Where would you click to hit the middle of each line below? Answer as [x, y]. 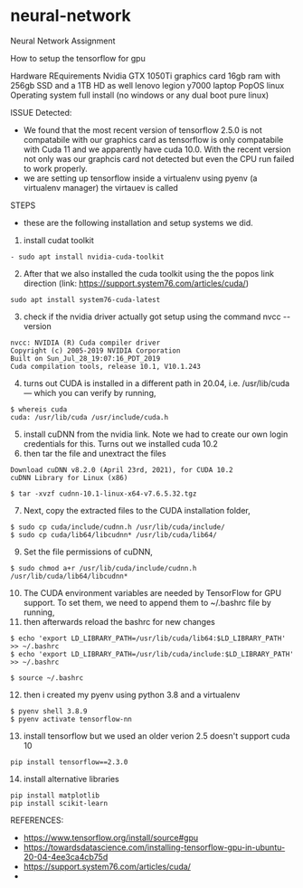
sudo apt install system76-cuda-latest [85, 299]
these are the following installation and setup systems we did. [138, 222]
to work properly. [56, 168]
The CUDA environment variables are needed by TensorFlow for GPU [152, 592]
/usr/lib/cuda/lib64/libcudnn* [69, 576]
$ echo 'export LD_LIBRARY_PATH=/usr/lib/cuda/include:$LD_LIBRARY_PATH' [152, 654]
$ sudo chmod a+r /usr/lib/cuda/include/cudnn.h [104, 568]
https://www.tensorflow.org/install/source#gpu [111, 837]
